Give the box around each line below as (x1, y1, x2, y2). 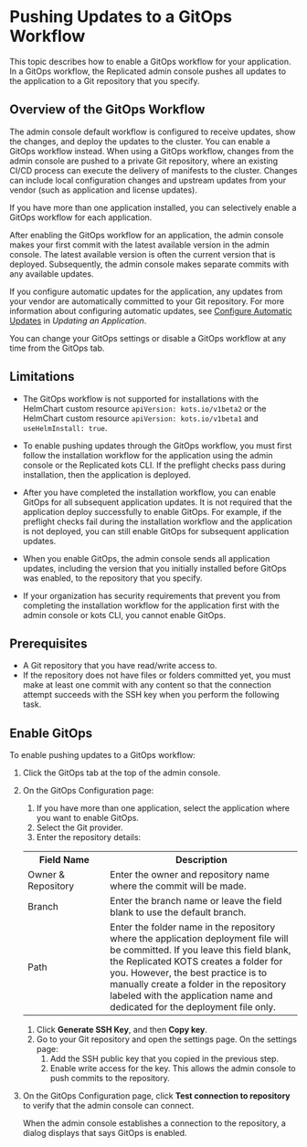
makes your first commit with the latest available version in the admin (9, 239, 270, 250)
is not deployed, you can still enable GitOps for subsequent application (22, 525, 290, 536)
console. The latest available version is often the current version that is (9, 248, 276, 259)
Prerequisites (9, 636, 88, 651)
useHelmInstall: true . (22, 422, 108, 433)
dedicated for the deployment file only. (109, 1001, 277, 1014)
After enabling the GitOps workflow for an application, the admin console (9, 229, 284, 240)
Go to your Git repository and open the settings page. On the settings (36, 1034, 297, 1045)
